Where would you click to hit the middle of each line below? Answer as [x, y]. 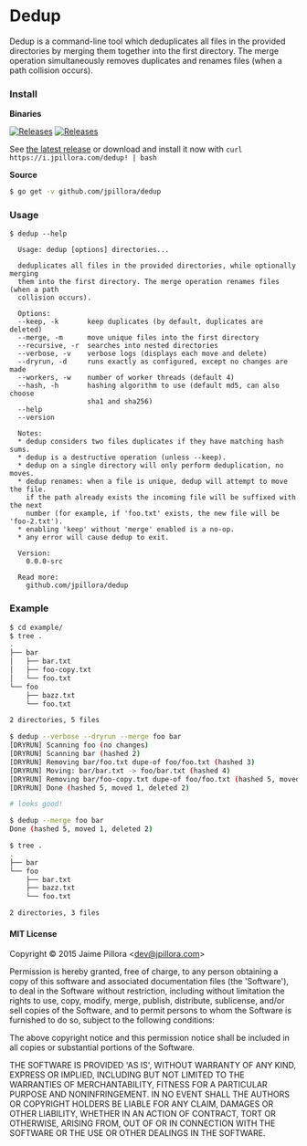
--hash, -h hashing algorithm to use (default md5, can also [149, 386]
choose [22, 394]
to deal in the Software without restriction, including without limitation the [147, 991]
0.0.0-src [45, 562]
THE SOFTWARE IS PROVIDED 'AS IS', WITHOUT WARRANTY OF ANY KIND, [153, 1066]
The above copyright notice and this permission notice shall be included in [149, 1038]
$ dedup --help [38, 234]
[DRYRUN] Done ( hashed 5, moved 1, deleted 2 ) [100, 788]
